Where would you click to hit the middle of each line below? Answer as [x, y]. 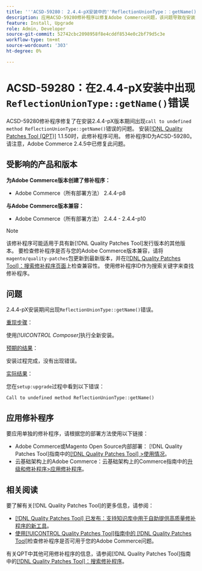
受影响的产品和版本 [42, 164]
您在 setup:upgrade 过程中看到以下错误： [56, 386]
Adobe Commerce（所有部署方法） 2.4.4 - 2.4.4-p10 [80, 218]
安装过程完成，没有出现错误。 [43, 361]
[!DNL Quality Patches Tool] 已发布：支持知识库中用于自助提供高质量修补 [105, 518]
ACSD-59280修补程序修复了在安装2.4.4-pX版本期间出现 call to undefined [99, 121]
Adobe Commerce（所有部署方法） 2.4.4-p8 [70, 193]
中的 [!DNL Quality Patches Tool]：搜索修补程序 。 [67, 561]
